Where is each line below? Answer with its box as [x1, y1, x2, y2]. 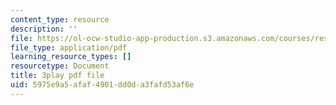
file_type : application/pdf [10, 42, 128, 53]
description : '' [10, 24, 78, 34]
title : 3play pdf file [10, 71, 105, 81]
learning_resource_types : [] [10, 52, 132, 62]
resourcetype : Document [10, 61, 110, 71]
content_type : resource [10, 14, 110, 25]
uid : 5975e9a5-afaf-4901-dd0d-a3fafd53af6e [10, 80, 195, 90]
